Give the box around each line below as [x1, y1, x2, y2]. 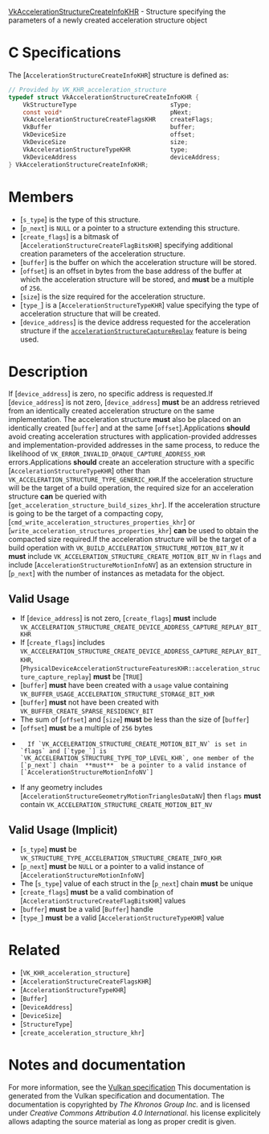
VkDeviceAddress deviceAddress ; [22, 153, 221, 161]
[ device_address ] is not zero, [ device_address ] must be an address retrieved [8, 398, 260, 408]
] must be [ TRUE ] [88, 672, 143, 681]
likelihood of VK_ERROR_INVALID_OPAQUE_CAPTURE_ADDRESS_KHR [8, 449, 206, 458]
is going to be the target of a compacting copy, [8, 509, 164, 519]
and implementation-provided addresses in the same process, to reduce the [8, 441, 260, 450]
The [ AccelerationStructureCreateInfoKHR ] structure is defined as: [8, 70, 229, 80]
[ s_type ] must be [19, 845, 78, 855]
